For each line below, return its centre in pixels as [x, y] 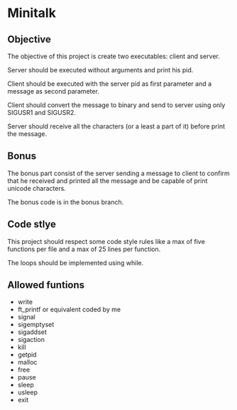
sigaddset [32, 332]
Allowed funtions [46, 285]
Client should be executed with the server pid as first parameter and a [110, 84]
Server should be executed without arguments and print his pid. [100, 70]
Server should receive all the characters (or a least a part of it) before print [116, 126]
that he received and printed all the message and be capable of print [108, 181]
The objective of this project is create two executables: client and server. [114, 56]
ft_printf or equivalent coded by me [69, 309]
